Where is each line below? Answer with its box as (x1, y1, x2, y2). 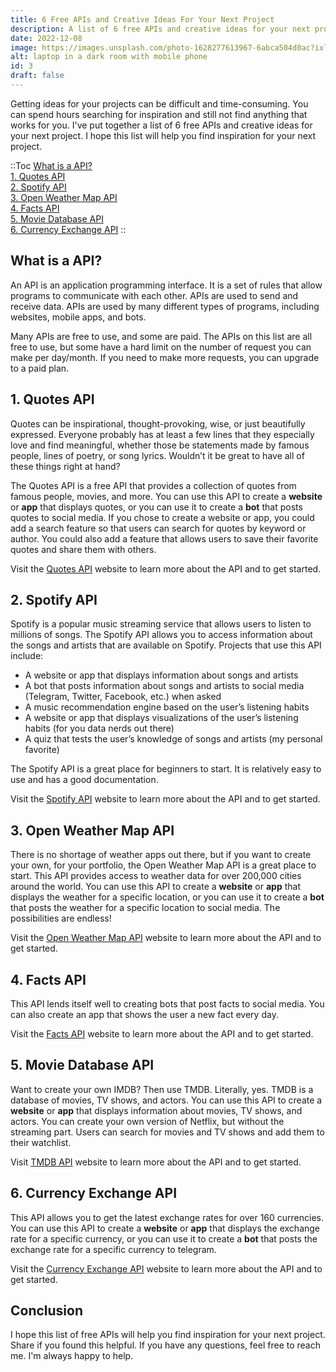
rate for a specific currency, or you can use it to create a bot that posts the (10, 1232, 318, 1245)
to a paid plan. (10, 362, 70, 374)
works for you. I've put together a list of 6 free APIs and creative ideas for (10, 119, 313, 131)
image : (10, 42, 38, 53)
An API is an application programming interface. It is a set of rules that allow (10, 279, 323, 291)
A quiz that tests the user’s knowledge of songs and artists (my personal (24, 733, 323, 745)
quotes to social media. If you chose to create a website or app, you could (10, 511, 315, 523)
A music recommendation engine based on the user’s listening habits (24, 701, 310, 713)
